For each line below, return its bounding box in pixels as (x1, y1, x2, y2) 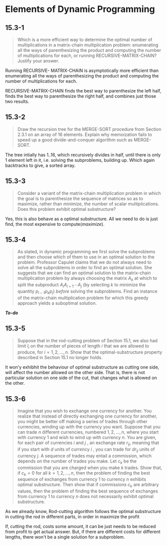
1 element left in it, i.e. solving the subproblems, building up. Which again (5, 157, 155, 163)
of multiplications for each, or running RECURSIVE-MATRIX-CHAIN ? (17, 52, 157, 58)
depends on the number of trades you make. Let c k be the (17, 458, 137, 465)
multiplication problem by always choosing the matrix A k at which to (17, 275, 158, 283)
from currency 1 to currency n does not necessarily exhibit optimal (17, 494, 154, 500)
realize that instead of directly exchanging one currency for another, (17, 413, 158, 419)
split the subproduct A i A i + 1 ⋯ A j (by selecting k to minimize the (17, 282, 146, 289)
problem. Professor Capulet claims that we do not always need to (17, 259, 152, 265)
